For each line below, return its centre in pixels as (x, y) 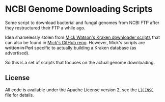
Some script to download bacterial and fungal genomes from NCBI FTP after (82, 23)
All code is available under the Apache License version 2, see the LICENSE (79, 90)
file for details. (20, 95)
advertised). (17, 53)
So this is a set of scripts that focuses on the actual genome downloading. (80, 62)
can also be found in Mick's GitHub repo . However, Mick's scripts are (75, 42)
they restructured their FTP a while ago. (45, 27)
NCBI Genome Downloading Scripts (79, 9)
